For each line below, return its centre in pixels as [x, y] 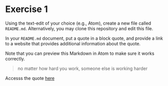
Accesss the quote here [30, 78]
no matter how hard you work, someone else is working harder [82, 68]
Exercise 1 [27, 9]
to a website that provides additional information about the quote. [73, 43]
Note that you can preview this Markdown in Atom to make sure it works [80, 53]
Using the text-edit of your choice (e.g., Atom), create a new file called [78, 23]
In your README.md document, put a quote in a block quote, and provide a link [84, 38]
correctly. [15, 58]
